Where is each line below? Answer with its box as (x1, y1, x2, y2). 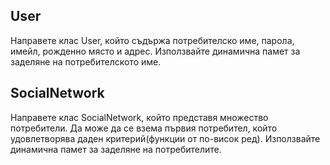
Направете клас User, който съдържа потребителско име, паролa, (10, 34, 295, 46)
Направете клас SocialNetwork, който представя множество (10, 111, 269, 123)
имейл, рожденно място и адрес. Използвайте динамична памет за (10, 45, 301, 57)
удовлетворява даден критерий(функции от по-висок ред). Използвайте (10, 132, 321, 144)
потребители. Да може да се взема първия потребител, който (10, 122, 278, 134)
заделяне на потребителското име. (10, 55, 162, 68)
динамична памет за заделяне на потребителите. (10, 143, 222, 155)
